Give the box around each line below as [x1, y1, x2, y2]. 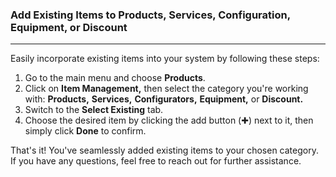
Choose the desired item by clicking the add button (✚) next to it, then [24, 114, 314, 127]
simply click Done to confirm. [24, 125, 147, 137]
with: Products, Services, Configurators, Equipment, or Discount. [24, 93, 304, 105]
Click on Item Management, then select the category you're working [24, 83, 309, 95]
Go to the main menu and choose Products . [24, 72, 206, 84]
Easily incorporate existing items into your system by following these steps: [10, 53, 320, 65]
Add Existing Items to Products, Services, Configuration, [10, 8, 291, 22]
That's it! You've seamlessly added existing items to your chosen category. [10, 144, 319, 157]
